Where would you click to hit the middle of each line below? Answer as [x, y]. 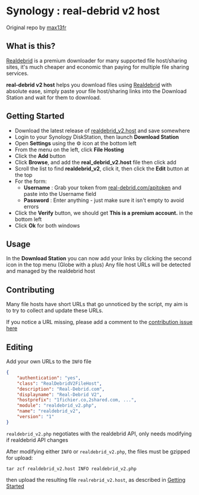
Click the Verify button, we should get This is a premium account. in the [104, 213]
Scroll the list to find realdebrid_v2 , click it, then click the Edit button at [102, 169]
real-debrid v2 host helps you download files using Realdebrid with [89, 85]
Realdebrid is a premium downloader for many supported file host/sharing [97, 60]
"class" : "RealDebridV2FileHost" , [59, 383]
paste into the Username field [60, 194]
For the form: [31, 181]
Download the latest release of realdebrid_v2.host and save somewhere [102, 130]
